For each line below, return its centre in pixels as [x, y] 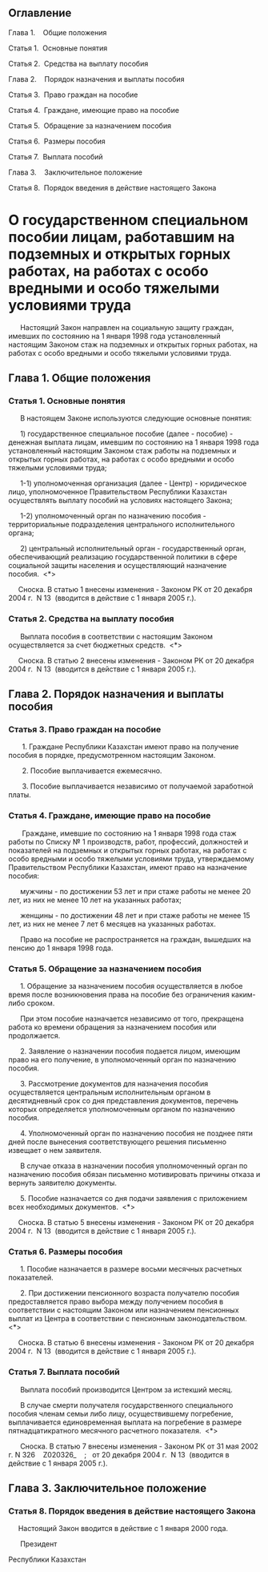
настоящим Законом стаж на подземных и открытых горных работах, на [133, 345]
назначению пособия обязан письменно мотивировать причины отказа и [134, 1175]
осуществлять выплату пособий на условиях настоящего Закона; [120, 501]
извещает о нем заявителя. [55, 1151]
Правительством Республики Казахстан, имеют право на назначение [128, 867]
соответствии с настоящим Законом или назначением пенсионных [124, 1310]
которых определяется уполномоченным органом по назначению [122, 1110]
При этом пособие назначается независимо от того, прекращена [132, 1019]
